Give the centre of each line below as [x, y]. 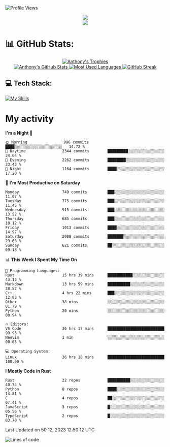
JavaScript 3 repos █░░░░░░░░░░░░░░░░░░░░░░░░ [85, 407]
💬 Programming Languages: [32, 271]
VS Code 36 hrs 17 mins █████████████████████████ [85, 328]
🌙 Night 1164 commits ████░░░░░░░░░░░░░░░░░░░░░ [85, 169]
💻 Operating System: [28, 351]
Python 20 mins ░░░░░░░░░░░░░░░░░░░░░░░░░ [85, 311]
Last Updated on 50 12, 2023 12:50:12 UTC [50, 430]
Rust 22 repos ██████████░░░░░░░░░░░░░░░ [85, 380]
